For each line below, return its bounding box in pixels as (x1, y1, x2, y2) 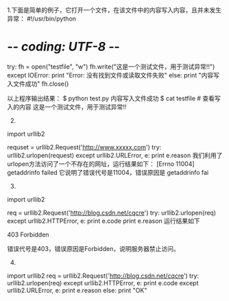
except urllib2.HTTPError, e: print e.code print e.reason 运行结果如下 (7, 217, 200, 225)
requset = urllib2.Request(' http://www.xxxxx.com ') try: (7, 143, 162, 151)
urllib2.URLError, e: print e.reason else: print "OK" (7, 286, 147, 294)
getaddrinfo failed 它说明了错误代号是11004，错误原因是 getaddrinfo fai (7, 168, 209, 176)
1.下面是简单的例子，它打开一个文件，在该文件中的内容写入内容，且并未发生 (7, 6, 221, 14)
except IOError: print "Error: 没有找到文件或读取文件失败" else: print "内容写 (7, 71, 219, 79)
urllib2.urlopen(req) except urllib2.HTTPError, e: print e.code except (7, 278, 199, 287)
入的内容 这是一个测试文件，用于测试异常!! (7, 102, 127, 111)
